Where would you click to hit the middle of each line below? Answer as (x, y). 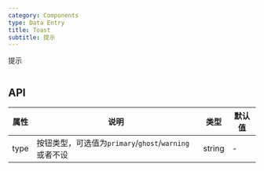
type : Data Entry (37, 23)
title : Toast (29, 30)
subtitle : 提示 (32, 37)
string (214, 148)
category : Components (44, 15)
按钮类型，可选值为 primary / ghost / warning (113, 144)
